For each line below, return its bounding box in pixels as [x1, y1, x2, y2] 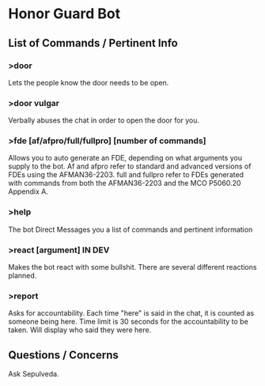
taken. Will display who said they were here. [8, 325, 152, 335]
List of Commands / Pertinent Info [8, 36, 178, 50]
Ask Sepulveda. [8, 369, 59, 379]
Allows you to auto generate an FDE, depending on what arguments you [8, 153, 243, 163]
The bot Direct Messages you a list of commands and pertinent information [8, 225, 253, 234]
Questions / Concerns [8, 348, 119, 361]
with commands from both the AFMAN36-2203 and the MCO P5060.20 [8, 179, 241, 188]
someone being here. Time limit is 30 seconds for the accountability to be [8, 317, 249, 327]
